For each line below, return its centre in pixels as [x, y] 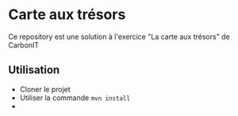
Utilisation [34, 70]
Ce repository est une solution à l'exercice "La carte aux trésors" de [119, 37]
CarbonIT [24, 44]
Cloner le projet [45, 89]
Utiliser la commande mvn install [75, 98]
